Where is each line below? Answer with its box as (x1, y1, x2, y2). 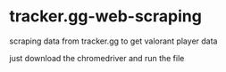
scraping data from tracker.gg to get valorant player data (9, 36, 218, 46)
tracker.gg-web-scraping (9, 6, 203, 27)
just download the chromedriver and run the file (9, 52, 185, 63)
